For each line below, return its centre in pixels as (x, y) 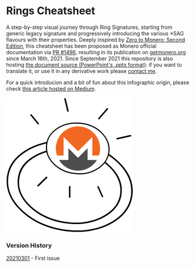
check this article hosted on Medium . (51, 88)
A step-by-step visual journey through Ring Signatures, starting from (89, 27)
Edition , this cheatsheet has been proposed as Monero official (81, 46)
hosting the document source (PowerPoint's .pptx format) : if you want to (94, 65)
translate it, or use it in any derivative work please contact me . (82, 71)
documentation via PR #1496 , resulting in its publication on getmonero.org (96, 52)
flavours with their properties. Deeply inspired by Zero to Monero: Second (96, 39)
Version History (29, 245)
